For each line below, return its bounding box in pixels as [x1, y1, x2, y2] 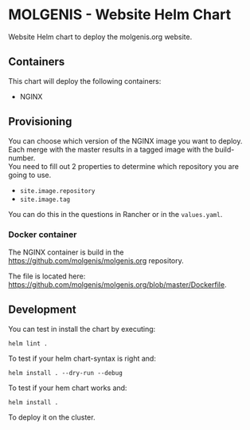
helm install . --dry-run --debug [8, 369, 123, 377]
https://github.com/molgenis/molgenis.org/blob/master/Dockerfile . [8, 279, 227, 289]
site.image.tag [19, 195, 71, 203]
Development [8, 303, 77, 317]
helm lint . [8, 339, 48, 348]
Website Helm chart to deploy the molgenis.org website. [8, 32, 193, 41]
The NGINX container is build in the [8, 247, 124, 257]
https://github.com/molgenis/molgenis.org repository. [8, 255, 185, 265]
